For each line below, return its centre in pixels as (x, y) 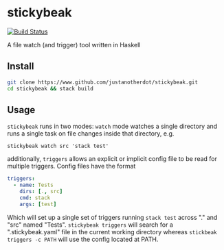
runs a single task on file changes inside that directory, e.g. (91, 134)
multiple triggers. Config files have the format (71, 166)
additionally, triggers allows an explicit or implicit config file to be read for (112, 159)
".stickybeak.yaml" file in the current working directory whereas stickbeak (112, 232)
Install (21, 66)
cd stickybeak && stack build (51, 88)
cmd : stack (35, 198)
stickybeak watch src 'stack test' (58, 146)
